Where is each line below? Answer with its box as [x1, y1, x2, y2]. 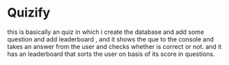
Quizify [7, 5, 51, 21]
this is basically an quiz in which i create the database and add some [7, 28, 205, 36]
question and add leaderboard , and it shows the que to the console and [7, 35, 214, 43]
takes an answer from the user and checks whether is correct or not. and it [7, 42, 222, 50]
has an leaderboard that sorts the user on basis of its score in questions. [7, 50, 216, 58]
